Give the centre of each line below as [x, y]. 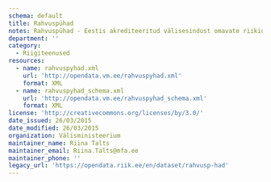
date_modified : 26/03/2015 [54, 128]
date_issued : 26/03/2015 [50, 121]
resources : [27, 61]
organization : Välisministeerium [65, 135]
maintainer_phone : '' [45, 158]
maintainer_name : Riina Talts [59, 143]
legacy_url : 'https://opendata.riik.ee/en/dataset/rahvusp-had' [119, 166]
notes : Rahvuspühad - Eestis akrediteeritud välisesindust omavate [124, 31]
